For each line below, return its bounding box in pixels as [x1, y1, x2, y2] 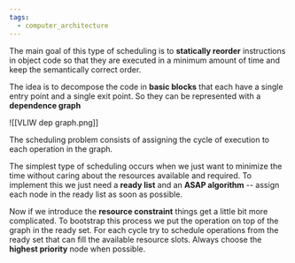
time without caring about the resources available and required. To [9, 169, 252, 181]
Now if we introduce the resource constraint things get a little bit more [9, 206, 268, 216]
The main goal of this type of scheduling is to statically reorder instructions [9, 45, 286, 56]
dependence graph [9, 100, 82, 110]
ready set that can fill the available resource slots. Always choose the [9, 234, 262, 244]
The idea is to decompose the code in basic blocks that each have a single [9, 81, 283, 92]
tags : [9, 12, 29, 22]
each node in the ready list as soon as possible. [9, 189, 183, 199]
